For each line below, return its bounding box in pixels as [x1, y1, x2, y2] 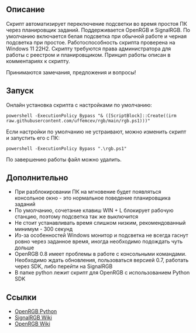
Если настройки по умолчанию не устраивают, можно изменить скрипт [6, 128, 187, 135]
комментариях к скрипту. [6, 57, 70, 64]
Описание [6, 5, 45, 15]
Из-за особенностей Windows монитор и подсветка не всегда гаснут [14, 232, 188, 239]
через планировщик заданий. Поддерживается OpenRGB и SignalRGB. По [6, 26, 190, 33]
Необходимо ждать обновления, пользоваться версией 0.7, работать [14, 257, 189, 264]
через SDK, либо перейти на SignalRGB [14, 263, 113, 270]
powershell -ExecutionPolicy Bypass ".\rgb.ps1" [6, 146, 127, 152]
